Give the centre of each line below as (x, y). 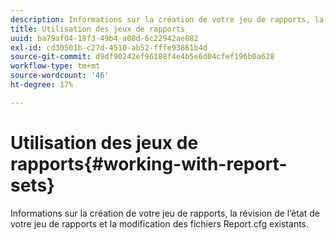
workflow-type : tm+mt (55, 66)
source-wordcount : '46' (60, 76)
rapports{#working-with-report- (149, 163)
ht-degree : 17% (42, 85)
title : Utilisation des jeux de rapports (98, 29)
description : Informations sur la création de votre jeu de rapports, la (167, 19)
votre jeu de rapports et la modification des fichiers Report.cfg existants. (160, 223)
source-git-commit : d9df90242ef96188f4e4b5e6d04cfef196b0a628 (142, 57)
